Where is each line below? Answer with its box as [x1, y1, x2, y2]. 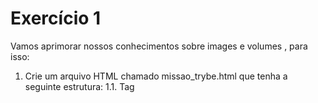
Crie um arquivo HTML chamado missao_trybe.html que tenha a [24, 70, 288, 82]
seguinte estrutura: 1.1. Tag [24, 80, 135, 92]
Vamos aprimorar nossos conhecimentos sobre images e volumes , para [10, 40, 308, 52]
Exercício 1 [10, 7, 102, 30]
